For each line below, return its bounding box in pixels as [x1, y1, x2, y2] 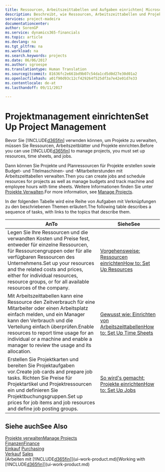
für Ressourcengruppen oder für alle [7, 248, 92, 254]
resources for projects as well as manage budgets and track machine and [5, 179, 154, 184]
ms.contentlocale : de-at [5, 80, 56, 85]
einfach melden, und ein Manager [7, 311, 85, 318]
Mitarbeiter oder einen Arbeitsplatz [7, 305, 88, 312]
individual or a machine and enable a [7, 336, 92, 343]
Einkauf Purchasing [5, 446, 45, 452]
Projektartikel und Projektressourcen [7, 381, 92, 388]
